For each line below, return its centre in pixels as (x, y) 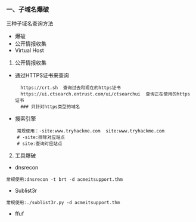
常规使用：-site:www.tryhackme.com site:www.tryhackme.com (91, 131)
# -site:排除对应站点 (41, 138)
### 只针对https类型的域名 (50, 107)
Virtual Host (29, 50)
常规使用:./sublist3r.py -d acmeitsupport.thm (63, 203)
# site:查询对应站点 (40, 144)
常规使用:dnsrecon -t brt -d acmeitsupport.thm (65, 180)
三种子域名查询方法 (30, 24)
